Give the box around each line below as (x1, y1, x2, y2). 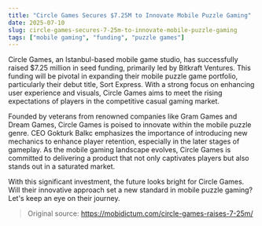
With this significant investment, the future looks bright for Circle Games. (8, 177, 245, 187)
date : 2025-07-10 (8, 19, 65, 27)
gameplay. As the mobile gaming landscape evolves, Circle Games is (8, 145, 231, 155)
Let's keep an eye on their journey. (8, 194, 120, 203)
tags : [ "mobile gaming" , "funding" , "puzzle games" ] (8, 33, 185, 42)
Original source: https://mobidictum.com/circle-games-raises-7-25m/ (27, 209, 253, 218)
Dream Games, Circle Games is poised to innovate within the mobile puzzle (8, 120, 252, 129)
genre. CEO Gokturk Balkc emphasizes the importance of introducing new (8, 129, 248, 138)
